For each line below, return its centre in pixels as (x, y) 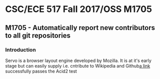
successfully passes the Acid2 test (41, 71)
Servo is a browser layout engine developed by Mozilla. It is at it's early (78, 60)
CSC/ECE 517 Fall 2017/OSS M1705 (79, 9)
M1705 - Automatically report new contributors (80, 28)
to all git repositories (38, 35)
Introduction (20, 49)
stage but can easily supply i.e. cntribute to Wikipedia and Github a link (78, 65)
